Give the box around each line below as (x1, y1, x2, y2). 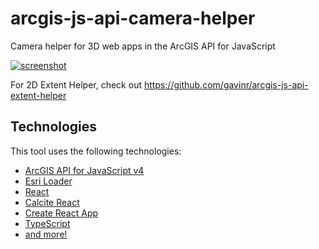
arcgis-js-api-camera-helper (10, 7, 256, 30)
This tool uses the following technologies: (10, 145, 182, 157)
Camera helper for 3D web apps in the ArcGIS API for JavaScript (10, 40, 276, 52)
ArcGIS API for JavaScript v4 (24, 164, 145, 176)
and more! (24, 228, 68, 240)
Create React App (24, 207, 99, 219)
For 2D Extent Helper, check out (10, 78, 142, 91)
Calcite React (24, 196, 80, 208)
